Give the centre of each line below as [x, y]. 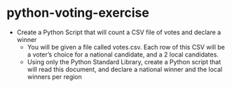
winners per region [54, 76]
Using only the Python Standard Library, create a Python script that [124, 61]
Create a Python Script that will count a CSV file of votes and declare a [119, 32]
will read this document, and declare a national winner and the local [124, 69]
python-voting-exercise [78, 13]
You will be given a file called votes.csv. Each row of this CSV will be [126, 47]
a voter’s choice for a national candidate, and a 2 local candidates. [123, 54]
